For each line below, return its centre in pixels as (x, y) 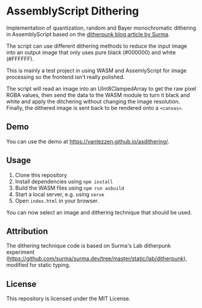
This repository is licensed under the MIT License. (68, 299)
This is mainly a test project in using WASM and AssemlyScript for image (96, 70)
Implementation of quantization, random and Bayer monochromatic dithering (101, 28)
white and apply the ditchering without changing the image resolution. (93, 101)
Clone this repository (41, 175)
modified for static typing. (38, 265)
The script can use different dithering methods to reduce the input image (97, 46)
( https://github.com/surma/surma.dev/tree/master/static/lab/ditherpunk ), (97, 258)
